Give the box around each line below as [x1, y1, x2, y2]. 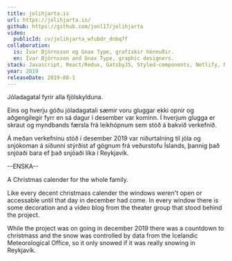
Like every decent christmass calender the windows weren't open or [7, 189, 202, 197]
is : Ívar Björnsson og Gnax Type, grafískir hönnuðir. [13, 49, 175, 56]
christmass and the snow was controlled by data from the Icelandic [7, 231, 198, 240]
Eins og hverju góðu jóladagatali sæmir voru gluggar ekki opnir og [7, 106, 195, 114]
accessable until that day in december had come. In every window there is [7, 196, 219, 205]
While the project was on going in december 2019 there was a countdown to [7, 225, 224, 233]
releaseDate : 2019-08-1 [7, 74, 76, 81]
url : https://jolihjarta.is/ [7, 17, 91, 23]
